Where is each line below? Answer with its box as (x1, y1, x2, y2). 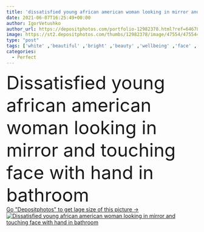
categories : (6, 49, 36, 55)
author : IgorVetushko (6, 20, 61, 26)
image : (6, 32, 23, 38)
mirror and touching (6, 138, 176, 161)
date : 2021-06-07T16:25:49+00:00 (6, 15, 91, 21)
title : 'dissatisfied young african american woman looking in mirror (6, 9, 189, 15)
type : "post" (6, 37, 39, 43)
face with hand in (6, 161, 154, 184)
